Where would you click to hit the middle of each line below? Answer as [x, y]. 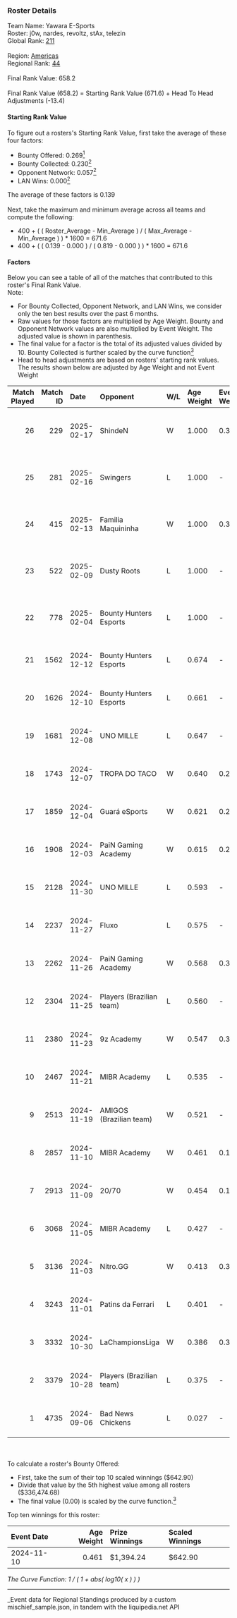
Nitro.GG [114, 1266]
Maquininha [119, 528]
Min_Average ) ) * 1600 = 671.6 [62, 238]
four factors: [25, 140]
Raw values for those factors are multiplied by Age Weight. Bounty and [120, 321]
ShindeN [114, 430]
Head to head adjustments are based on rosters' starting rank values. [118, 360]
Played [23, 401]
